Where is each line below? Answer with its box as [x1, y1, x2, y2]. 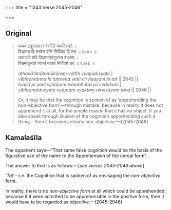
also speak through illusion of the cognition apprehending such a [17, 113, 156, 119]
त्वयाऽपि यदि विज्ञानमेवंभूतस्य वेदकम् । [17, 54, 79, 61]
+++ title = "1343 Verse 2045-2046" [5, 5, 83, 10]
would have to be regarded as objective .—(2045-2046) [5, 199, 123, 205]
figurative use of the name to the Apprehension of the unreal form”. [5, 152, 147, 159]
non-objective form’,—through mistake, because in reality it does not [17, 102, 163, 108]
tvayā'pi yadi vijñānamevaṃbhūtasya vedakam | [17, 81, 122, 87]
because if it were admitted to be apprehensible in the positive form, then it [5, 193, 164, 199]
